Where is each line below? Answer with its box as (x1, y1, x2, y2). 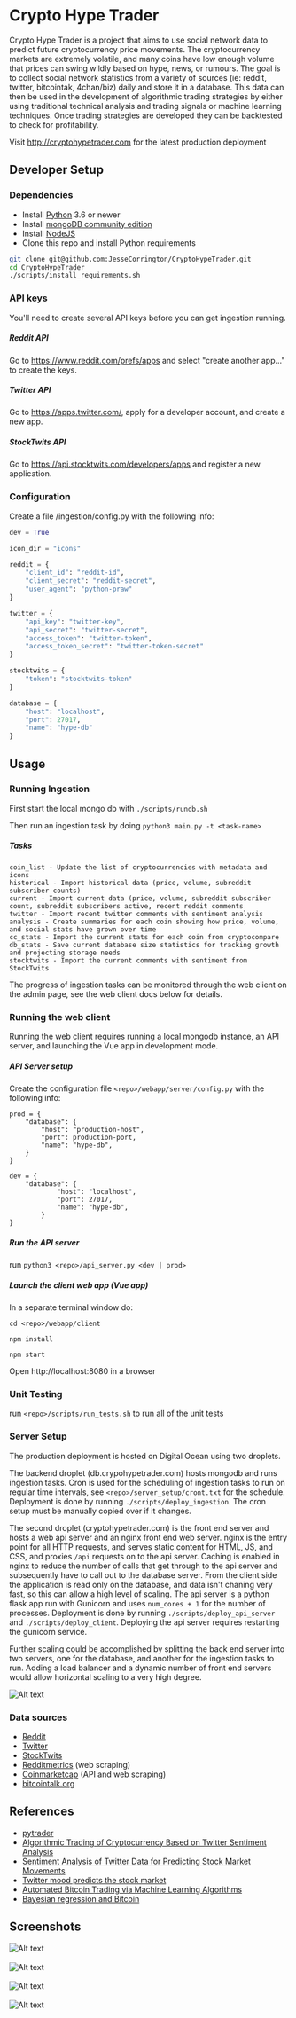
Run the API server (9, 1237, 80, 1247)
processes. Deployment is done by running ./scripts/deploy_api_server (9, 1607, 276, 1618)
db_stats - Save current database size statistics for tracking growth (9, 940, 279, 949)
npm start (9, 1350, 46, 1359)
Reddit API (9, 333, 49, 343)
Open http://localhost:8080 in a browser (9, 1365, 156, 1376)
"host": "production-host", (41, 1126, 144, 1135)
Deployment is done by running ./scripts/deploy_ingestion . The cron (9, 1496, 267, 1506)
